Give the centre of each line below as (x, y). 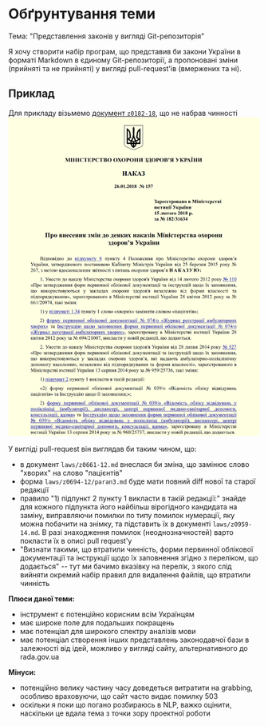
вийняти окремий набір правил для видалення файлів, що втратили (135, 574)
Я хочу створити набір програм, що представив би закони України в (124, 51)
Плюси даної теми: (41, 598)
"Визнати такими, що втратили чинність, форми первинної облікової (136, 549)
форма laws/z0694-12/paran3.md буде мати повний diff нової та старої (138, 481)
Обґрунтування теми (82, 14)
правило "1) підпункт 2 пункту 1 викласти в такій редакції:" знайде (133, 498)
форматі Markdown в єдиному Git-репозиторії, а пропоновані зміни (123, 60)
